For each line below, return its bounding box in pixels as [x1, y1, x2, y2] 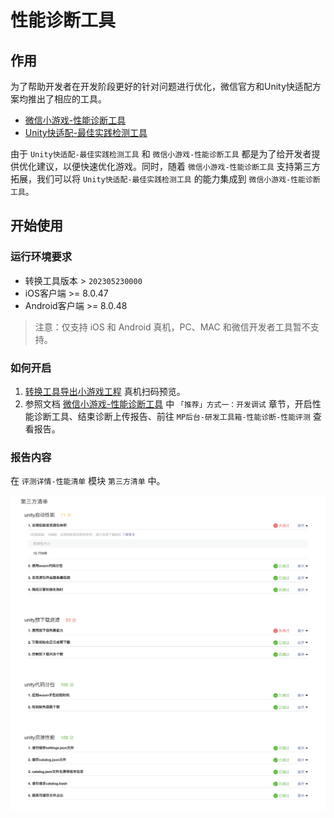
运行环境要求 [10, 250, 73, 264]
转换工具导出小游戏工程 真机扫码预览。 [24, 385, 186, 397]
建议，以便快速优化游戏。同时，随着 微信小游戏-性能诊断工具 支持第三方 [36, 161, 321, 172]
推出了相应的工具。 [27, 93, 107, 105]
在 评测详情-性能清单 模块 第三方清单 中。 [10, 475, 166, 487]
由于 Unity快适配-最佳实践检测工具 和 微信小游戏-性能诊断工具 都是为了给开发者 [10, 148, 312, 160]
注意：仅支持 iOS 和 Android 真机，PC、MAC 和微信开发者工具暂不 [34, 321, 311, 333]
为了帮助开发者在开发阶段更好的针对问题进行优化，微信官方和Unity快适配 [10, 81, 313, 92]
